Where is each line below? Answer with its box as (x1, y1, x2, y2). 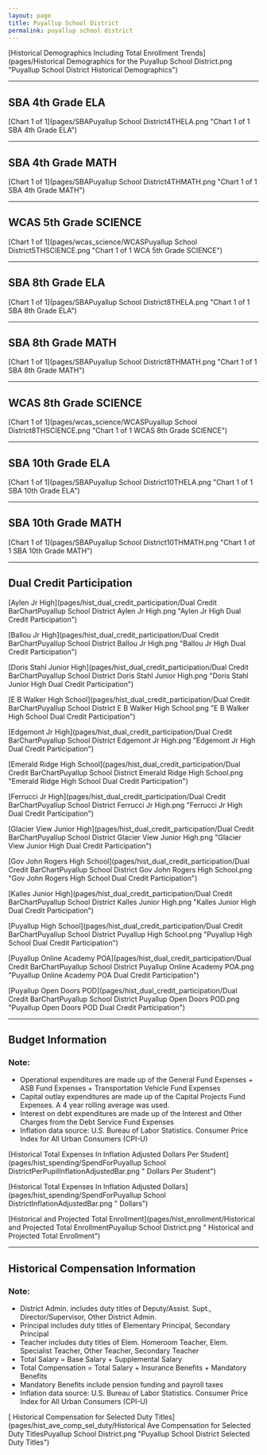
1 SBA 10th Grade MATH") (8, 546, 93, 556)
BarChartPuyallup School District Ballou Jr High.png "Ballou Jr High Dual (8, 638, 246, 648)
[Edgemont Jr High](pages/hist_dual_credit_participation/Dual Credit (8, 727, 233, 736)
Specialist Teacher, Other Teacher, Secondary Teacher (19, 1346, 199, 1356)
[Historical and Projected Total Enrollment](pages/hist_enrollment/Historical (8, 1215, 256, 1224)
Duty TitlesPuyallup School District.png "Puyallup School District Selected (8, 1430, 250, 1439)
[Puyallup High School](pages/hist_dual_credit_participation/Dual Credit (8, 921, 243, 930)
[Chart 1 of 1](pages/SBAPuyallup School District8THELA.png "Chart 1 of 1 (8, 297, 250, 306)
